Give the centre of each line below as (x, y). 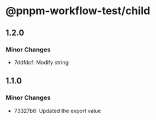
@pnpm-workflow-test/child (78, 11)
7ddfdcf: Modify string (41, 62)
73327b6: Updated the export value (57, 111)
